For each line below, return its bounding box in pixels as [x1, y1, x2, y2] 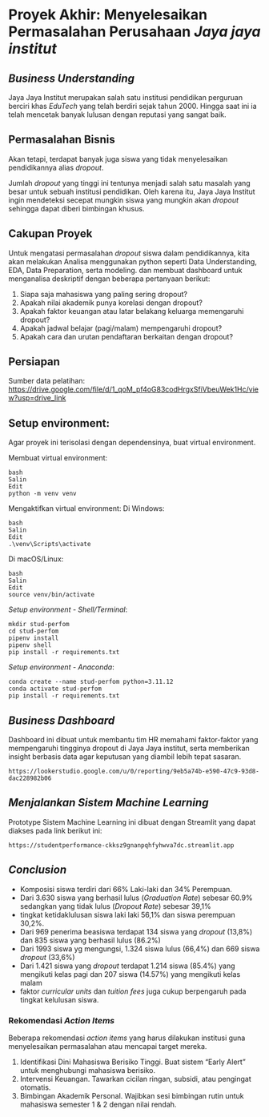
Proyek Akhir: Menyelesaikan [8, 6, 208, 24]
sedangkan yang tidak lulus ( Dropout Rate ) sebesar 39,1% [19, 901, 211, 910]
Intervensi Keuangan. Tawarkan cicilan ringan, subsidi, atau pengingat [19, 1074, 252, 1083]
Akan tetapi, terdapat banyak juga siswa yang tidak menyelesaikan [8, 154, 228, 163]
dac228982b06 [8, 774, 52, 782]
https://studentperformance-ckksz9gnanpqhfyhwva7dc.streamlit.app [8, 841, 235, 850]
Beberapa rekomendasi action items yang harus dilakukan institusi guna [8, 1033, 246, 1043]
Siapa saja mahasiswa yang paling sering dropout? [19, 289, 188, 299]
